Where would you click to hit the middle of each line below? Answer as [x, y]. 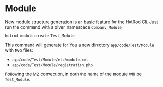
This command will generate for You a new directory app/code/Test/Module [80, 45]
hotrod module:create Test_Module [40, 36]
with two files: [19, 50]
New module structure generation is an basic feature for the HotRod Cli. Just [81, 22]
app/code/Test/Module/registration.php [52, 65]
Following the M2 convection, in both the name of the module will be [73, 74]
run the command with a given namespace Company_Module [64, 27]
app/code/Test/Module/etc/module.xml [50, 60]
